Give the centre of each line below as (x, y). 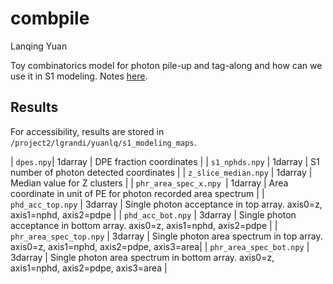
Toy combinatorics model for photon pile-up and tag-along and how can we (166, 65)
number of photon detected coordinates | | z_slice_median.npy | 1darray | (161, 172)
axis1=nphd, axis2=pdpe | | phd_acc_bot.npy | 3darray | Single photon (153, 214)
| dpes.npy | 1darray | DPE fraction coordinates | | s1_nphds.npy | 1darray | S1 (165, 161)
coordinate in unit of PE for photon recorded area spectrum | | (137, 193)
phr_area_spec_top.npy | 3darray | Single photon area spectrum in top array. (166, 236)
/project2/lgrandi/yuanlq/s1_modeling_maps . (103, 142)
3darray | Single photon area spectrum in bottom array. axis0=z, (142, 257)
